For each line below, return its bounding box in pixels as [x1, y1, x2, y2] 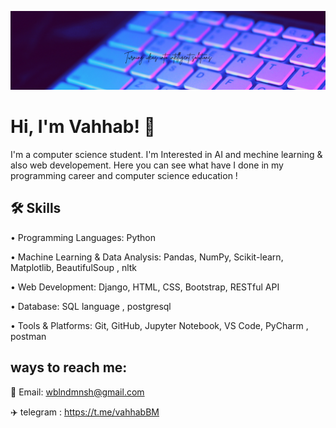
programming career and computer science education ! [10, 169, 238, 181]
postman [10, 330, 47, 342]
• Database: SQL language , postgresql [10, 300, 172, 312]
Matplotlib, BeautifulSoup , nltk [10, 261, 138, 273]
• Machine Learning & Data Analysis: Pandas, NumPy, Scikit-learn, [10, 251, 284, 263]
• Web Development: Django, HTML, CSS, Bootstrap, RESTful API [10, 281, 280, 293]
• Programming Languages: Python [10, 231, 157, 243]
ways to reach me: [10, 359, 128, 376]
